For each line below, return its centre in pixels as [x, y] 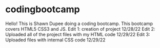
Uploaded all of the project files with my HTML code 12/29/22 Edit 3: [78, 34]
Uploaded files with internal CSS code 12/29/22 [56, 40]
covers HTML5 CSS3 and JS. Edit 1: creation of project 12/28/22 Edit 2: [80, 29]
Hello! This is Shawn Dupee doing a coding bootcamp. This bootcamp [79, 23]
